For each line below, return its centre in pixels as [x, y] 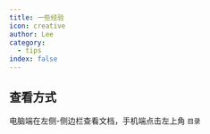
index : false [34, 59]
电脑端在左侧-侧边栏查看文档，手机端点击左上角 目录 [105, 121]
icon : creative [38, 26]
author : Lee [31, 34]
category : [28, 42]
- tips [29, 51]
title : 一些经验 [37, 17]
